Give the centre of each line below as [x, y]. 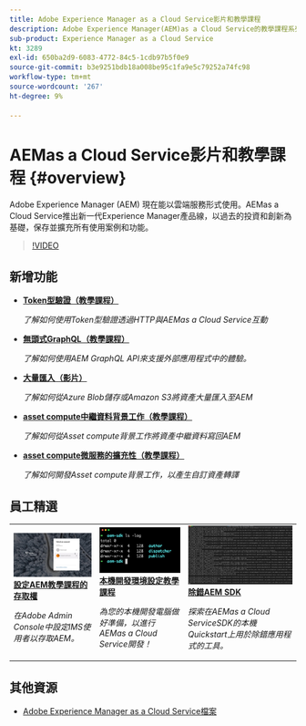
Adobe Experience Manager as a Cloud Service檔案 [119, 711]
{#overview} [77, 177]
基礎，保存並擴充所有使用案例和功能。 [81, 227]
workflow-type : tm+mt [51, 78]
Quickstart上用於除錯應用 [236, 634]
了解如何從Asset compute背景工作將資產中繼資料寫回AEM [132, 436]
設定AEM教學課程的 [51, 585]
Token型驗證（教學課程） [71, 300]
